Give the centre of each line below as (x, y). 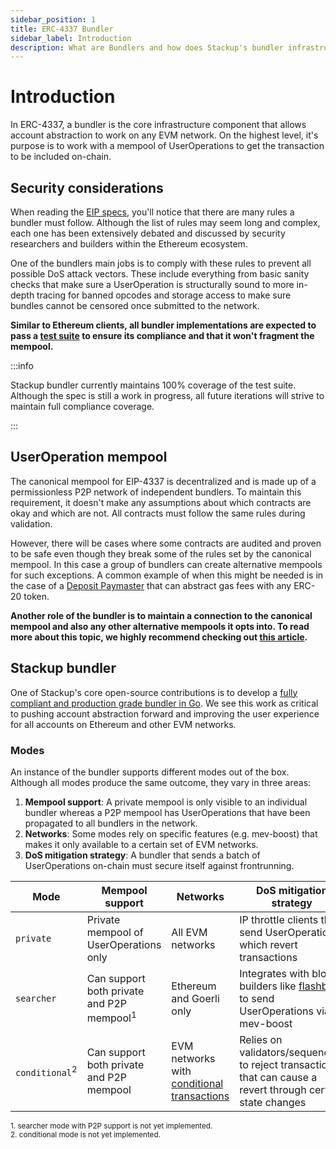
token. (36, 596)
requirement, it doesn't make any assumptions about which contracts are (161, 502)
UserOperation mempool (89, 457)
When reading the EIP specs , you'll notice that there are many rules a (152, 212)
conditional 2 (46, 1071)
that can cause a (278, 1077)
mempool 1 (111, 1017)
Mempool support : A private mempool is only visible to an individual (166, 802)
